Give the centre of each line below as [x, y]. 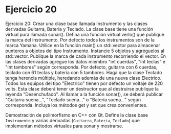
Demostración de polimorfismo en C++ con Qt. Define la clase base [77, 115]
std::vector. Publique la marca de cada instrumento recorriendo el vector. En [86, 56]
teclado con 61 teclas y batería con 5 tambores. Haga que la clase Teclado [84, 72]
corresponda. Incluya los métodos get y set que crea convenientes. [76, 105]
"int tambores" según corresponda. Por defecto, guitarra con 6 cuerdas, [81, 67]
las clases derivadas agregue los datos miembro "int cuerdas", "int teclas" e [85, 61]
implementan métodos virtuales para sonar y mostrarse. [65, 126]
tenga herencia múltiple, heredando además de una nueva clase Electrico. [83, 78]
